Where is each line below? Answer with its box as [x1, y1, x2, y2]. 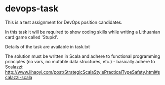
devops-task [5, 3, 59, 14]
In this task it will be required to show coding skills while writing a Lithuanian [5, 29, 161, 35]
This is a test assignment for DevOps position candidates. [5, 19, 123, 25]
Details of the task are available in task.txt [5, 43, 90, 49]
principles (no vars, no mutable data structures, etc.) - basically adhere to [5, 58, 155, 64]
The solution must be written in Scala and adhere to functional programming [5, 53, 161, 59]
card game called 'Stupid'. [5, 34, 58, 40]
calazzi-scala [5, 74, 33, 80]
